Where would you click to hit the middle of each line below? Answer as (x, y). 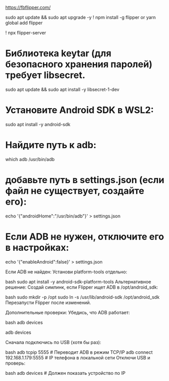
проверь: (15, 363)
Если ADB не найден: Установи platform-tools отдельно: (66, 272)
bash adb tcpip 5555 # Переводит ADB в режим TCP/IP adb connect (79, 352)
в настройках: (37, 247)
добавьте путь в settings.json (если (85, 180)
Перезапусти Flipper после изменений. (48, 303)
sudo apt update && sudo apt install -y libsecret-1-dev (62, 89)
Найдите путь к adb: (51, 145)
